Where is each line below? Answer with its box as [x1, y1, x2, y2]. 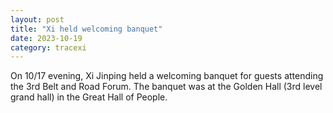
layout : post [10, 14, 65, 25]
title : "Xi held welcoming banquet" [10, 24, 163, 34]
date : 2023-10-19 [10, 33, 83, 43]
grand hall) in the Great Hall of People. [10, 91, 168, 103]
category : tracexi [10, 42, 87, 53]
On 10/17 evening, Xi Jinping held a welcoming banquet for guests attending [10, 70, 324, 82]
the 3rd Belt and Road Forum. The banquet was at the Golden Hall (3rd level [10, 81, 323, 93]
